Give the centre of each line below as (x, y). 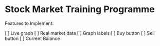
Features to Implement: (29, 23)
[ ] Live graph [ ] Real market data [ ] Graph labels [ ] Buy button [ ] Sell (80, 33)
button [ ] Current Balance (32, 38)
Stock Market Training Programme (80, 9)
